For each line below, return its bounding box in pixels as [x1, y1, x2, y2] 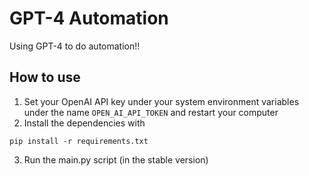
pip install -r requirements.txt [9, 136, 149, 146]
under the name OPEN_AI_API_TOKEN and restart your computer [23, 106, 279, 118]
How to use [9, 69, 81, 86]
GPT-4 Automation [9, 7, 169, 30]
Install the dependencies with [23, 117, 146, 129]
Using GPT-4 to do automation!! [9, 40, 141, 52]
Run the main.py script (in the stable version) [23, 153, 209, 166]
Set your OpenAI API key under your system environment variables [23, 95, 300, 107]
